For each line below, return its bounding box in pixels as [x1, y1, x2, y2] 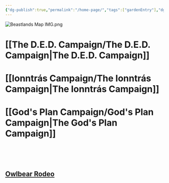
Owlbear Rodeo [5, 170, 55, 178]
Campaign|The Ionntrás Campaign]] [5, 84, 159, 95]
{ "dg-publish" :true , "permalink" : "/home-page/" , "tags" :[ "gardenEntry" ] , [5, 7, 158, 13]
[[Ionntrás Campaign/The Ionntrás [5, 73, 151, 84]
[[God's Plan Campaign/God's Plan [5, 106, 154, 118]
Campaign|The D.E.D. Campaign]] [5, 49, 150, 61]
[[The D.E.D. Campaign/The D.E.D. [5, 39, 151, 50]
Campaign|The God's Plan [5, 117, 118, 129]
